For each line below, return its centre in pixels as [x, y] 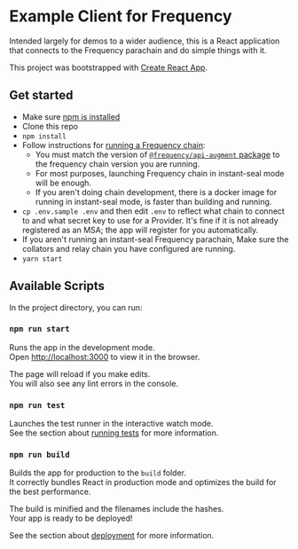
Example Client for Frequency [121, 16]
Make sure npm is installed [71, 116]
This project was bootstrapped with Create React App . [109, 67]
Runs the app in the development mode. [82, 347]
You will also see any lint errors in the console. [94, 383]
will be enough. [63, 183]
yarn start [42, 259]
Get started [41, 95]
